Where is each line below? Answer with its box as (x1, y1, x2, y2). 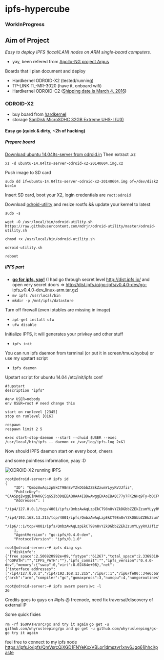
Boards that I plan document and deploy (5, 68, 86, 74)
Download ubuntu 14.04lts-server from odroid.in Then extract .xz (5, 151, 136, 157)
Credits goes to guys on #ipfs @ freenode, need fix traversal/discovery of (5, 597, 154, 603)
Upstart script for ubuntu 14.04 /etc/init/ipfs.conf (5, 374, 103, 380)
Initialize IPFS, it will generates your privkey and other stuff (5, 331, 123, 337)
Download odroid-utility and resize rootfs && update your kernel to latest (5, 201, 150, 207)
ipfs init (12, 341, 33, 346)
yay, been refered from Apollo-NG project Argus (12, 58, 109, 64)
